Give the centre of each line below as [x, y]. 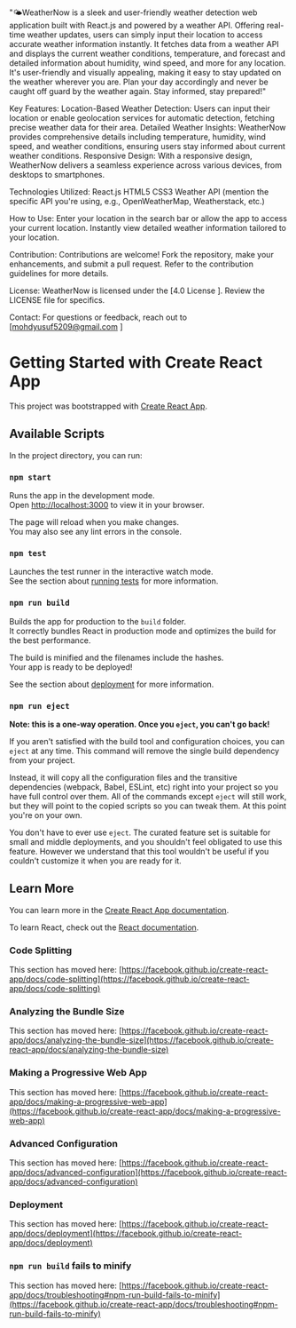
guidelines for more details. [59, 273]
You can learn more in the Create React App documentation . [119, 910]
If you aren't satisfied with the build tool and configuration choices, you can [147, 741]
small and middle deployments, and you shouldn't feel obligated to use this [146, 841]
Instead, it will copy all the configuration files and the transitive [123, 777]
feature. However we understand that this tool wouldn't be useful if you [139, 851]
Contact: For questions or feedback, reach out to [98, 317]
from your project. [42, 760]
